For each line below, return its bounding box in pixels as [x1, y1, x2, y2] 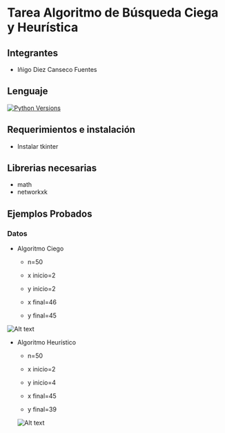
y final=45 [27, 311, 57, 320]
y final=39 [27, 405, 57, 414]
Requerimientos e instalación [7, 124, 136, 136]
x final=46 [27, 298, 57, 306]
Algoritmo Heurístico [17, 338, 77, 347]
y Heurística [7, 19, 79, 35]
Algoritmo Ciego [17, 244, 64, 253]
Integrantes [7, 47, 59, 59]
